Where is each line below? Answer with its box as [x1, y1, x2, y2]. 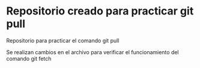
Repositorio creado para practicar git [6, 4, 194, 18]
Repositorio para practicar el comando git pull [6, 37, 120, 44]
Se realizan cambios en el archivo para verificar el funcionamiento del [6, 48, 179, 55]
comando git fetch [6, 55, 52, 62]
